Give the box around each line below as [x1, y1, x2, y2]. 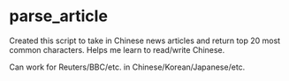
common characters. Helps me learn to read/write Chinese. [9, 44, 225, 55]
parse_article [9, 6, 109, 26]
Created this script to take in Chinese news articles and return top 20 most [9, 35, 281, 46]
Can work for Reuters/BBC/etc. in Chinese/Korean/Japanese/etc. [9, 62, 246, 72]
